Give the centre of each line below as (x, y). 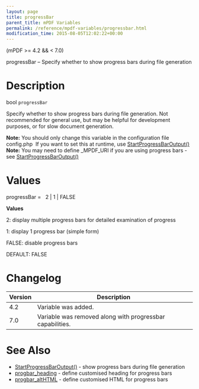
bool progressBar (27, 102)
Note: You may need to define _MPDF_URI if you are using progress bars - (97, 150)
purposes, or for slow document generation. (60, 126)
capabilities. (54, 324)
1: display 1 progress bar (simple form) (53, 231)
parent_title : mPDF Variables (44, 22)
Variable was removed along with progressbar (101, 316)
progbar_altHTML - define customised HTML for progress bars (91, 379)
